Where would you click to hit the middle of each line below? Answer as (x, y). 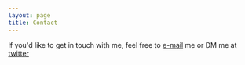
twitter (19, 53)
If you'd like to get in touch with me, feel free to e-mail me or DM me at (122, 45)
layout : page (29, 15)
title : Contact (33, 23)
